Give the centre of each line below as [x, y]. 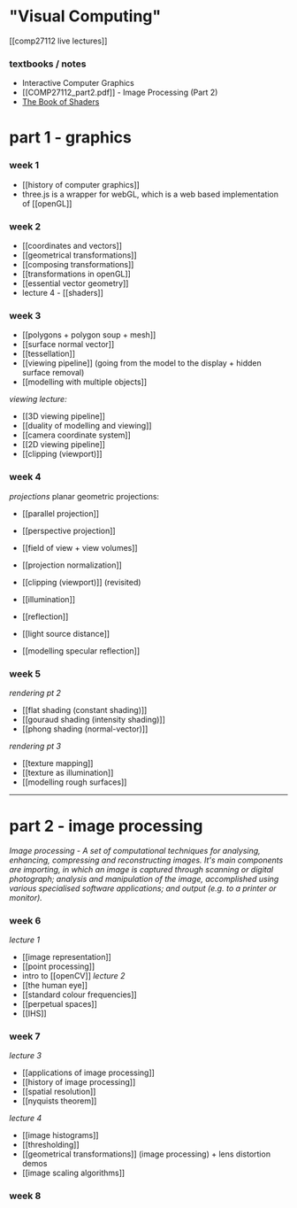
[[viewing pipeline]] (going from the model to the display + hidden [142, 363]
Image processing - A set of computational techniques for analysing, [135, 850]
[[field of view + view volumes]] [80, 547]
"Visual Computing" [85, 16]
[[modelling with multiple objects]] [84, 382]
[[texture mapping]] [57, 763]
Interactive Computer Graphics [78, 83]
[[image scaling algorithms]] [73, 1173]
